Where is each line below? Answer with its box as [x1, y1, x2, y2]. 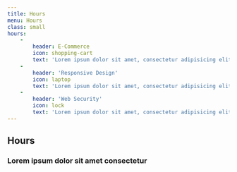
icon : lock [32, 102, 65, 109]
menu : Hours [7, 17, 42, 24]
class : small [7, 23, 46, 30]
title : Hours [7, 10, 46, 18]
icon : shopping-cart [32, 50, 93, 57]
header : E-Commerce [32, 43, 90, 50]
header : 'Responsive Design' [32, 69, 119, 76]
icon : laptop [32, 75, 71, 83]
